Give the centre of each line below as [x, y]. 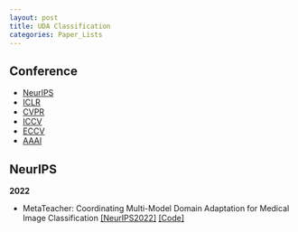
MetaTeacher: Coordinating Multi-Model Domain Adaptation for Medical [156, 208]
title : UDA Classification [60, 26]
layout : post [34, 18]
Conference [44, 71]
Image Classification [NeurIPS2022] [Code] [103, 218]
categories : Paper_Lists [56, 34]
